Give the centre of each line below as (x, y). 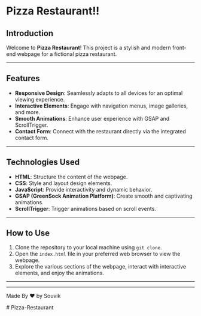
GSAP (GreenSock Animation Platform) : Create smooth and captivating (103, 196)
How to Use (28, 233)
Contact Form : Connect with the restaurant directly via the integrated (100, 131)
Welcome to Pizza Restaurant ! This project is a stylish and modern (89, 47)
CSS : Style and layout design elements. (63, 183)
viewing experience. (40, 99)
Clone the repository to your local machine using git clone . (89, 248)
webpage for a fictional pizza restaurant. (67, 54)
